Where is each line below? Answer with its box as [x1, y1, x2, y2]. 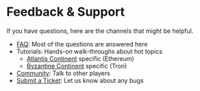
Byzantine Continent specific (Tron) [26, 62, 127, 70]
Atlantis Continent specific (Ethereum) [26, 54, 134, 62]
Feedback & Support [6, 4, 125, 20]
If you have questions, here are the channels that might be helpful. [6, 27, 194, 35]
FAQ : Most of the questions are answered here [16, 40, 148, 48]
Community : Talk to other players [16, 69, 110, 77]
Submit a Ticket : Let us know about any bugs [16, 76, 144, 84]
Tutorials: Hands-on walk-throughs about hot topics [16, 47, 162, 55]
